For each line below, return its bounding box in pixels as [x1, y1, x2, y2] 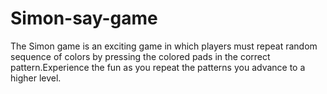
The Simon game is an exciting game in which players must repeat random [10, 40, 318, 52]
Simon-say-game [10, 7, 158, 30]
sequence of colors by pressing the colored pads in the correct [10, 50, 271, 62]
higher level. [10, 72, 62, 84]
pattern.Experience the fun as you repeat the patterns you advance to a [10, 61, 306, 73]
